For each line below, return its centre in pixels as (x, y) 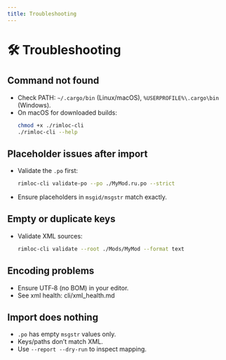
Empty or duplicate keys (61, 219)
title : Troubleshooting (42, 14)
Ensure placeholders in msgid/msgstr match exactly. (92, 197)
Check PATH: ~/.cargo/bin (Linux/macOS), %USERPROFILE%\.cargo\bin (118, 97)
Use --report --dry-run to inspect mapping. (82, 349)
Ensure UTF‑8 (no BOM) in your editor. (73, 288)
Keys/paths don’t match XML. (60, 342)
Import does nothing (53, 317)
